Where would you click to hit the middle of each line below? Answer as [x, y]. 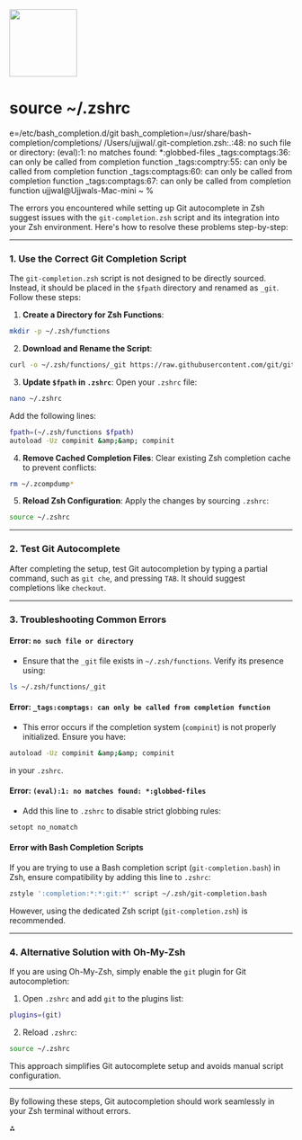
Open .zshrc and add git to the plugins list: [103, 999]
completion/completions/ [56, 142]
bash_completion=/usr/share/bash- [186, 133]
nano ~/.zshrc [36, 398]
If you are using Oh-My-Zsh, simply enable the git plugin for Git [128, 972]
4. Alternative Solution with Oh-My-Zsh [98, 952]
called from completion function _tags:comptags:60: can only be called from [151, 171]
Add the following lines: [53, 415]
